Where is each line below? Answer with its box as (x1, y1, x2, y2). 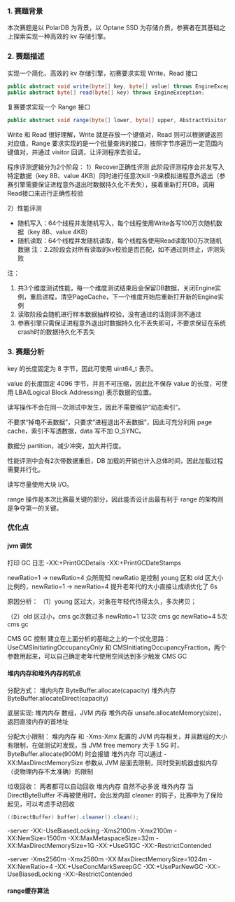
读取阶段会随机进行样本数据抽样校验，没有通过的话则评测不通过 (17, 310, 201, 318)
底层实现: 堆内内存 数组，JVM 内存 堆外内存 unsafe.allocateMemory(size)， (7, 708, 225, 717)
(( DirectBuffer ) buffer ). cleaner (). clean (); (7, 814, 139, 821)
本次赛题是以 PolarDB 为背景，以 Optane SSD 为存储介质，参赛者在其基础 (7, 23, 220, 32)
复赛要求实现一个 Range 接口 (7, 103, 91, 112)
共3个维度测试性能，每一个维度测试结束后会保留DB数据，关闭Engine (17, 284, 215, 292)
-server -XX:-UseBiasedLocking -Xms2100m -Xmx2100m (7, 826, 173, 835)
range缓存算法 (7, 887, 50, 895)
